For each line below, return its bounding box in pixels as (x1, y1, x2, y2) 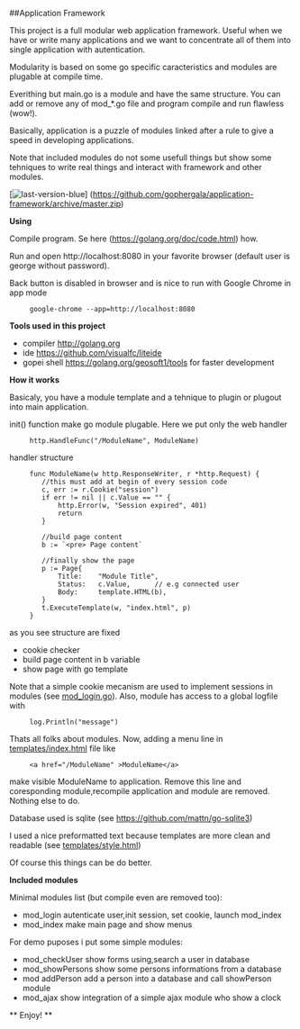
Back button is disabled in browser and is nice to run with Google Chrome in (9, 278, 291, 288)
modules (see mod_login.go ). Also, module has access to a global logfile (9, 691, 278, 701)
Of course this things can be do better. (9, 857, 153, 868)
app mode (9, 287, 48, 298)
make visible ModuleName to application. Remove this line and (9, 776, 241, 787)
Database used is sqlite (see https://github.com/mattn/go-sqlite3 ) (9, 813, 253, 823)
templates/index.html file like (9, 743, 116, 754)
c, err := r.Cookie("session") (41, 485, 159, 494)
